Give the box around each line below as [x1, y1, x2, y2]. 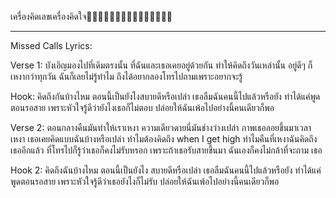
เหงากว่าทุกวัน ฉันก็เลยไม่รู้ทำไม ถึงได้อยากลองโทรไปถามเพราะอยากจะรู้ [10, 71, 243, 82]
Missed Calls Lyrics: [10, 40, 93, 51]
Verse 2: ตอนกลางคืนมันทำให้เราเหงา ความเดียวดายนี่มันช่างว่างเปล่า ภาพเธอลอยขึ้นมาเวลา [10, 122, 312, 133]
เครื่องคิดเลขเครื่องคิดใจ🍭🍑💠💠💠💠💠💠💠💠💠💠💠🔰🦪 [10, 11, 173, 22]
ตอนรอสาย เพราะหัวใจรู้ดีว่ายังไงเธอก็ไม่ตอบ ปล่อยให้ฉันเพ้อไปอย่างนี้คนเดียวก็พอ [10, 102, 275, 113]
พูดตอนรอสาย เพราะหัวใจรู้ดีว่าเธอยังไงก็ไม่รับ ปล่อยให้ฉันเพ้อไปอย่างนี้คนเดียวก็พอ [10, 176, 280, 187]
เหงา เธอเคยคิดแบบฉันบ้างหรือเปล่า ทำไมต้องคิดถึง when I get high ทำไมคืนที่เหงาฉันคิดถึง [10, 133, 318, 145]
